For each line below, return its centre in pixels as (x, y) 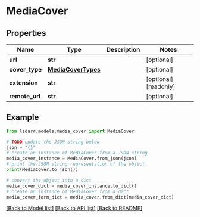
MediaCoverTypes (74, 69)
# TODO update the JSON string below (53, 142)
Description (123, 50)
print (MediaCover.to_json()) (42, 170)
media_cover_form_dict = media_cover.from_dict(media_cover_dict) (90, 197)
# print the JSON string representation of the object (76, 164)
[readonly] (160, 86)
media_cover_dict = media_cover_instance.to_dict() (71, 186)
